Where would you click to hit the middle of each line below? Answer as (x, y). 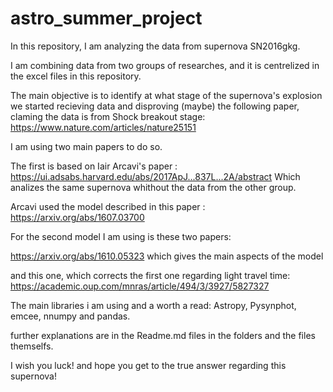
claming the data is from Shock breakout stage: (108, 116)
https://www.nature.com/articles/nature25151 (103, 127)
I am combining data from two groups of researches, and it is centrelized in (165, 65)
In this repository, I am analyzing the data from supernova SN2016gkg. (155, 46)
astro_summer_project (106, 18)
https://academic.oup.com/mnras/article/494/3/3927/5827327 (140, 286)
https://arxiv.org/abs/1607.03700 (77, 217)
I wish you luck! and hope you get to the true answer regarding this (148, 365)
